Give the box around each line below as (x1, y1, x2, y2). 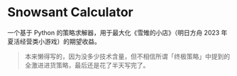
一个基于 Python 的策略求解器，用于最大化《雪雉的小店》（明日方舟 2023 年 (7, 28, 228, 37)
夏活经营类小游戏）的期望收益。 (7, 37, 101, 46)
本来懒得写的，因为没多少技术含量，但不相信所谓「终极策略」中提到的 (24, 52, 231, 61)
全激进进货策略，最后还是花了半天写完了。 (24, 61, 150, 69)
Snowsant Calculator (7, 4, 133, 20)
